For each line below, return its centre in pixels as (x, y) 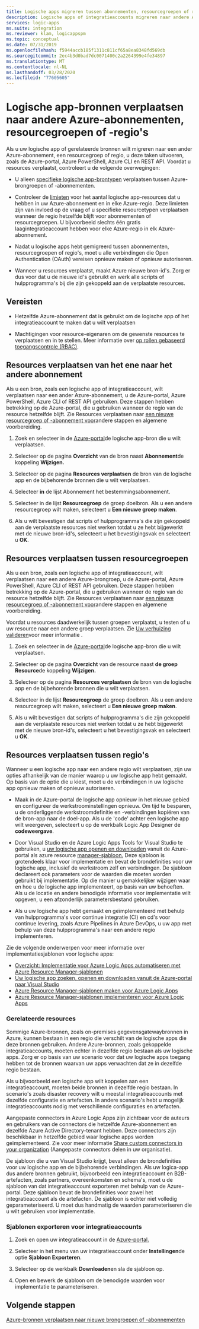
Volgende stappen (41, 1306)
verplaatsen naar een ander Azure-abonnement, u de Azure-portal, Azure (96, 395)
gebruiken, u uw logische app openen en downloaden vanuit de (92, 849)
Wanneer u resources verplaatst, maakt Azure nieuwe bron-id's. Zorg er (102, 271)
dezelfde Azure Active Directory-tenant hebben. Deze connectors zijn (91, 1130)
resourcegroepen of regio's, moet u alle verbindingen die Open (92, 253)
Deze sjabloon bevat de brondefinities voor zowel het (88, 1192)
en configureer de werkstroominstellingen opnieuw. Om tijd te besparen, (103, 806)
